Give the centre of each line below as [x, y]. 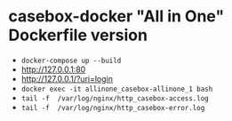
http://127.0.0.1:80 [53, 69]
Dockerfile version [78, 35]
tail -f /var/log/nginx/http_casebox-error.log [113, 108]
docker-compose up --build [71, 60]
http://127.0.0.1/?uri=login [67, 78]
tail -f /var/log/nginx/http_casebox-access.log [115, 98]
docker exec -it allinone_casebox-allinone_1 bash [117, 89]
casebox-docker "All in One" [116, 16]
